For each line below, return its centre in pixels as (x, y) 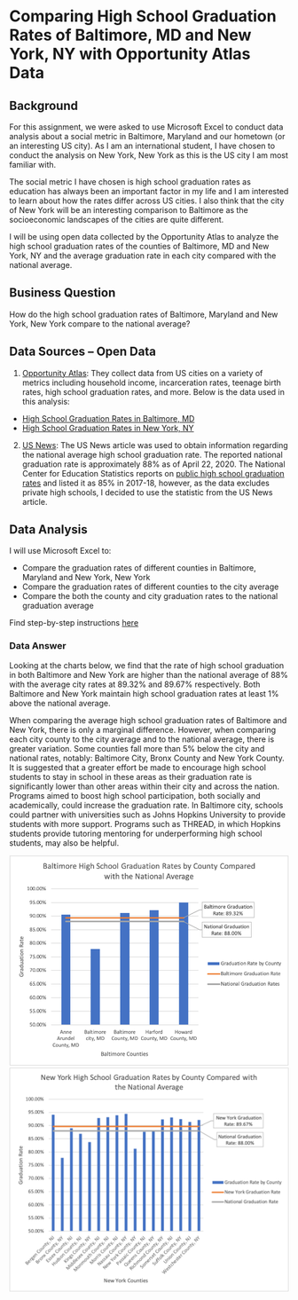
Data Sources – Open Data (83, 352)
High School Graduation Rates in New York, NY (108, 428)
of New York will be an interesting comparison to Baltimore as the (129, 210)
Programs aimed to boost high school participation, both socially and (135, 795)
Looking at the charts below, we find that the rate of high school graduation (147, 665)
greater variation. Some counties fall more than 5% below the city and (137, 748)
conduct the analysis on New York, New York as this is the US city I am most (149, 155)
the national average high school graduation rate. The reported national (153, 454)
